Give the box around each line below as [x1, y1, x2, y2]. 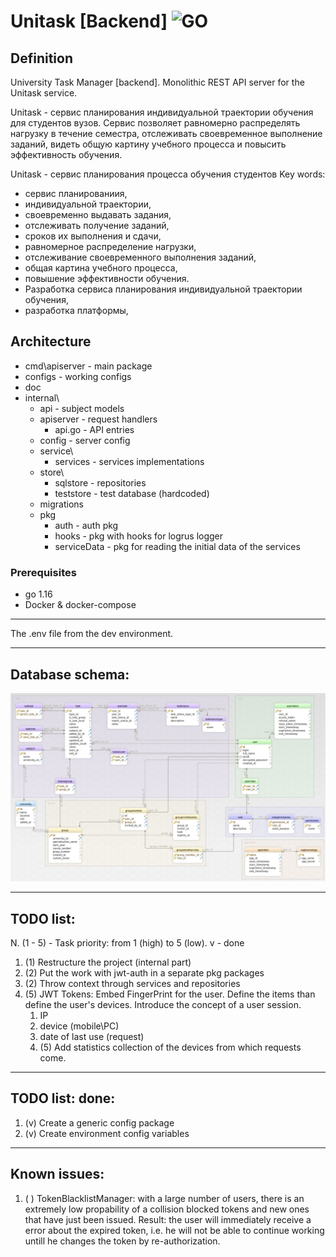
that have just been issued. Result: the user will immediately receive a [24, 1213, 312, 1225]
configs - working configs [24, 370, 132, 382]
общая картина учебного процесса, [24, 262, 178, 274]
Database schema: [10, 666, 130, 683]
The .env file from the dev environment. [10, 628, 174, 640]
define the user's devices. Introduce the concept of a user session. [24, 998, 302, 1010]
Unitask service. [10, 87, 78, 99]
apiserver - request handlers [39, 413, 158, 425]
